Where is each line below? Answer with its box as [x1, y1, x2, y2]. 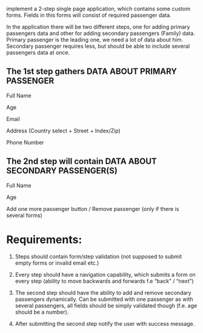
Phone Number [6, 138, 44, 146]
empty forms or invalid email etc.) [15, 259, 99, 267]
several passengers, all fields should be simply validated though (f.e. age [15, 302, 198, 309]
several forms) [6, 212, 42, 219]
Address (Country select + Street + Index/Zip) [6, 127, 121, 134]
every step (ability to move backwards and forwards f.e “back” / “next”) [15, 277, 194, 285]
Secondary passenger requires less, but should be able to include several [6, 42, 190, 50]
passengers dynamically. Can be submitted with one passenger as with [15, 296, 193, 303]
